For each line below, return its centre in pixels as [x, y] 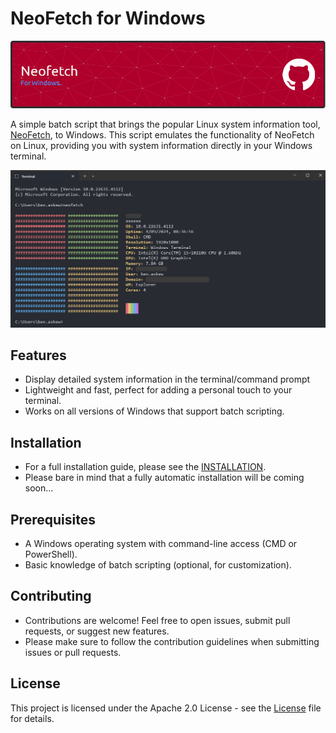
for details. [32, 718]
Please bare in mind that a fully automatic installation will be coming [164, 478]
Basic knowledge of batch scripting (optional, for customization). [158, 565]
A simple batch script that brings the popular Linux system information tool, [165, 124]
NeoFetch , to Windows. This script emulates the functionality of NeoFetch [162, 135]
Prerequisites [53, 519]
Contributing [51, 596]
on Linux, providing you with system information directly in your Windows [161, 146]
